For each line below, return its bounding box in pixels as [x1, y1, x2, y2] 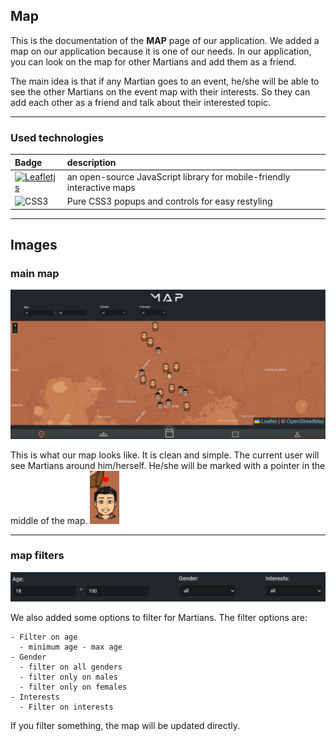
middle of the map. [10, 514, 88, 526]
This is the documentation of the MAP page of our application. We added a [10, 34, 320, 46]
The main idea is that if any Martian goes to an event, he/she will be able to [10, 75, 320, 87]
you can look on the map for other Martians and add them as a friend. [10, 55, 297, 68]
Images [10, 237, 58, 253]
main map [10, 266, 60, 280]
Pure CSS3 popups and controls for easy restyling [66, 195, 273, 208]
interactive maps [66, 181, 136, 193]
